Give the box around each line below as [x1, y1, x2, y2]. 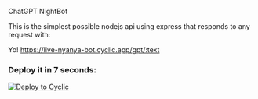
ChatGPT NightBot [8, 7, 68, 16]
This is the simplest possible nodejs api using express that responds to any [8, 22, 251, 30]
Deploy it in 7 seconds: [8, 64, 96, 75]
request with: [8, 30, 51, 39]
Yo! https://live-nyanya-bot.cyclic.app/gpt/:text [8, 45, 160, 54]
